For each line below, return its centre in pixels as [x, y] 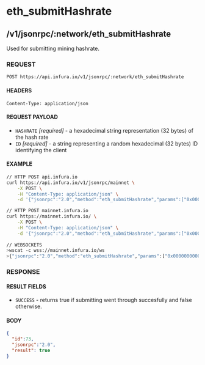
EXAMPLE [19, 164]
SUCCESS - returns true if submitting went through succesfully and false [103, 300]
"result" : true [31, 351]
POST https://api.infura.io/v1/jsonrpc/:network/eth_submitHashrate [95, 77]
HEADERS [19, 90]
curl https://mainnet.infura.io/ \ [52, 216]
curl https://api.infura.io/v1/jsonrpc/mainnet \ [71, 182]
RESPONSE [23, 272]
